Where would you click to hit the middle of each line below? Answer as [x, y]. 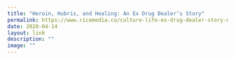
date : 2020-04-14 [33, 26]
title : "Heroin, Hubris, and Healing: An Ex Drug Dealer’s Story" [106, 13]
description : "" [31, 39]
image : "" [22, 46]
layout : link [26, 33]
